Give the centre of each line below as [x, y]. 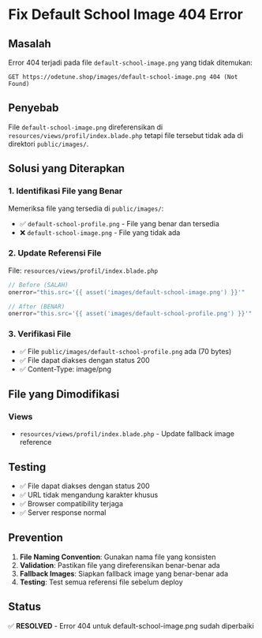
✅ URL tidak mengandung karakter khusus [89, 495]
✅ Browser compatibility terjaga [71, 504]
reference [36, 442]
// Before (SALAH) [38, 285]
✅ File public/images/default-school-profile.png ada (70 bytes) [125, 351]
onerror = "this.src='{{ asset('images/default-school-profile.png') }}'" [130, 314]
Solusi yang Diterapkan [66, 168]
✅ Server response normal [63, 513]
